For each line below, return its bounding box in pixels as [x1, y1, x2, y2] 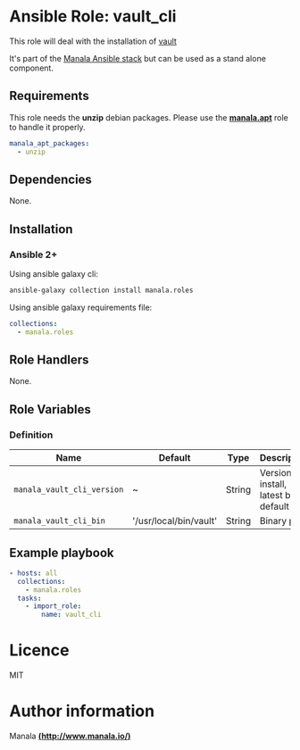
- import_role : [25, 602, 82, 611]
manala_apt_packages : [9, 138, 90, 148]
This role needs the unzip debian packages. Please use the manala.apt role [9, 112, 288, 122]
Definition [9, 429, 54, 441]
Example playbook [9, 545, 114, 560]
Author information [9, 701, 154, 721]
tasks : [17, 594, 42, 603]
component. [9, 62, 54, 73]
